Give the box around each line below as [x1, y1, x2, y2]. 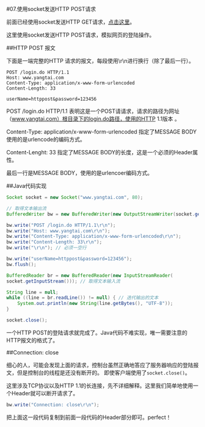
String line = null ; [6, 289, 59, 295]
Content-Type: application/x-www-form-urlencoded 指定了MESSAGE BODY [6, 128, 197, 135]
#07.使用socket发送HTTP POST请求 [6, 5, 96, 12]
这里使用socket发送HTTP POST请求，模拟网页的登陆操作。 [6, 31, 155, 38]
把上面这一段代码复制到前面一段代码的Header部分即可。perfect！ [6, 414, 172, 421]
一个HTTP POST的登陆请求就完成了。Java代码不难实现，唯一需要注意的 [6, 329, 188, 336]
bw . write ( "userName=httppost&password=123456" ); [6, 256, 132, 262]
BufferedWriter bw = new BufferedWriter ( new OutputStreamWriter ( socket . [6, 211, 195, 217]
